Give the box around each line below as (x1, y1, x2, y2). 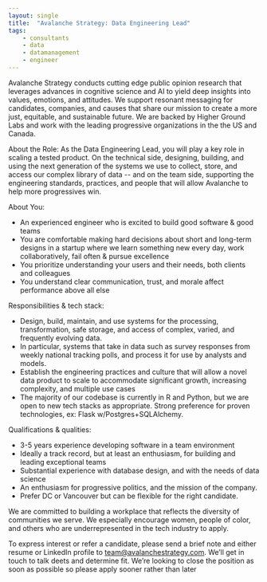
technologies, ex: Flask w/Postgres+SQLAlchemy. (19, 409, 184, 419)
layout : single (8, 11, 59, 20)
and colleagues (19, 268, 71, 277)
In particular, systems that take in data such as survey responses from (19, 341, 251, 351)
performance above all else (19, 285, 110, 295)
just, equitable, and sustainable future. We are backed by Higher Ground (8, 112, 245, 121)
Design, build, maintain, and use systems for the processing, (19, 316, 219, 325)
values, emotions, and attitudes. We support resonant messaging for (8, 95, 234, 104)
